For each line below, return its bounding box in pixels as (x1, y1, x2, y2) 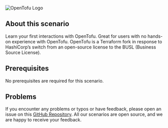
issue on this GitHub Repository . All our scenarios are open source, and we (5, 111, 163, 117)
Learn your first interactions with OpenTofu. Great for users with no (5, 33, 147, 39)
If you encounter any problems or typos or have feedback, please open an (5, 106, 162, 112)
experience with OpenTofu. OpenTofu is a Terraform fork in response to (12, 38, 162, 44)
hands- (147, 33, 163, 39)
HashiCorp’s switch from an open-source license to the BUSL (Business (5, 44, 156, 50)
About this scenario (5, 19, 69, 28)
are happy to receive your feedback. (5, 117, 82, 123)
